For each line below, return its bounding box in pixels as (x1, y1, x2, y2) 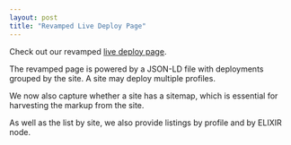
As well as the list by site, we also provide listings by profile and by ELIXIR (9, 117, 282, 128)
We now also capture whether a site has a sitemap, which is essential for (9, 90, 278, 101)
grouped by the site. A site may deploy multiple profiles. (9, 72, 216, 83)
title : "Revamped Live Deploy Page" (9, 21, 146, 30)
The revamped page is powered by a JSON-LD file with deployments (9, 64, 264, 74)
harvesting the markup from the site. (9, 99, 145, 110)
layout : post (9, 13, 58, 22)
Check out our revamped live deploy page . (9, 46, 167, 56)
